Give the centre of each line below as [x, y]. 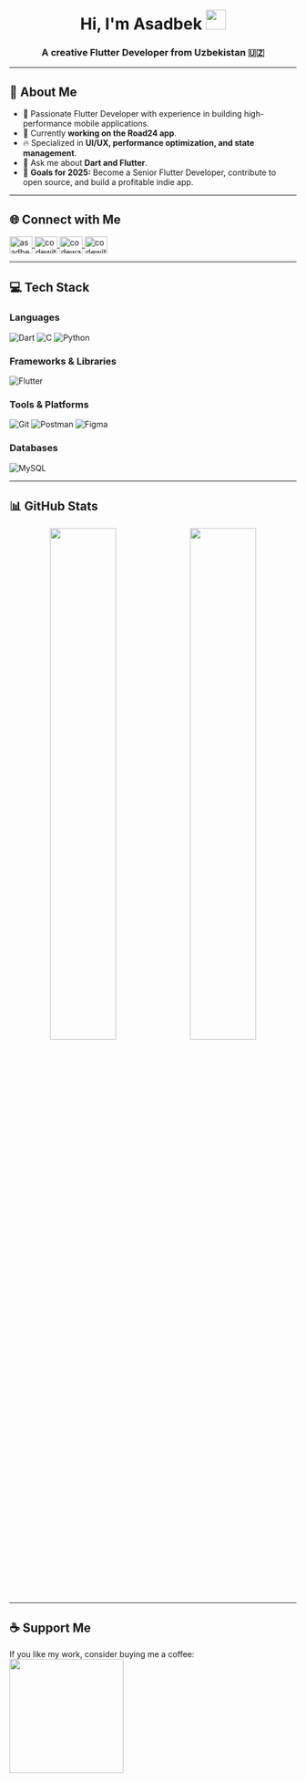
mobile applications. [112, 124]
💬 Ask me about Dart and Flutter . [85, 163]
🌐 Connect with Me [65, 219]
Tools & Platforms [49, 405]
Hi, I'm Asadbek [142, 24]
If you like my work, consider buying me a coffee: [102, 1654]
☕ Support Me [50, 1627]
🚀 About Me [43, 92]
